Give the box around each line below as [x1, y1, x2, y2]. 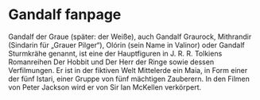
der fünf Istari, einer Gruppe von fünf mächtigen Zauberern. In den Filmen [8, 74, 250, 83]
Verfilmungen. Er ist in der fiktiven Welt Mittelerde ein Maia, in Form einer [8, 65, 248, 75]
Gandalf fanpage [8, 6, 122, 24]
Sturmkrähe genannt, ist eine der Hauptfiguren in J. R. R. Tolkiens [8, 48, 223, 58]
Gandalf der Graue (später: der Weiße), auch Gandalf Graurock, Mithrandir [8, 32, 252, 41]
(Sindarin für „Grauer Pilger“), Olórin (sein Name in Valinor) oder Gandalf [8, 40, 245, 49]
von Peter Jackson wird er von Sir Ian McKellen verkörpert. [8, 82, 202, 92]
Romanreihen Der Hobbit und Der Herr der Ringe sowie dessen [8, 57, 215, 67]
